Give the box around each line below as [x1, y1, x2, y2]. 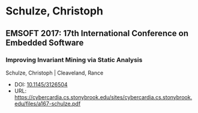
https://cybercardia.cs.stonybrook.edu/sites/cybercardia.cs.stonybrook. [14, 93, 193, 100]
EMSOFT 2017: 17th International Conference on [5, 28, 188, 38]
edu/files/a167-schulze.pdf [14, 100, 81, 107]
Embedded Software [5, 37, 84, 47]
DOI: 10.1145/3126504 [14, 81, 68, 88]
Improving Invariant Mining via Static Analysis [5, 55, 143, 64]
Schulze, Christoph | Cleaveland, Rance [5, 69, 104, 76]
